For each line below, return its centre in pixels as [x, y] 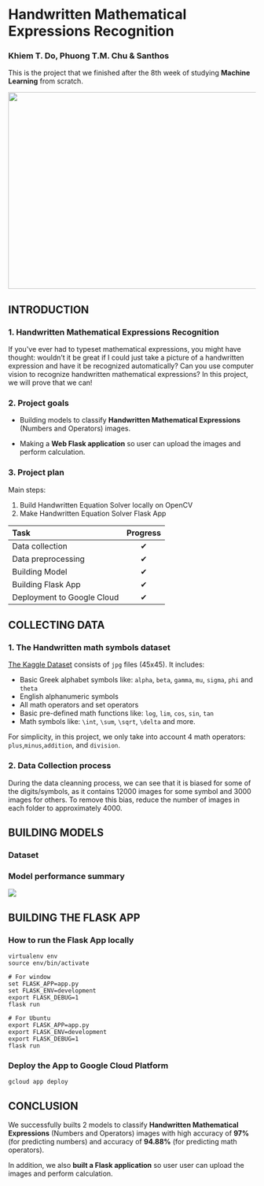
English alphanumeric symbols [69, 696]
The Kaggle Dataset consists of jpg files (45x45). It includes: [106, 665]
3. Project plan [37, 472]
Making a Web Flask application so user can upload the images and [130, 444]
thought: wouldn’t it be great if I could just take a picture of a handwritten [126, 358]
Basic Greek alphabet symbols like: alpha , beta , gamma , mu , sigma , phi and [136, 680]
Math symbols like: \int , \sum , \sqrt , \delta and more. [108, 722]
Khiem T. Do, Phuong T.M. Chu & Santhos [89, 56]
